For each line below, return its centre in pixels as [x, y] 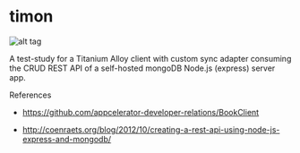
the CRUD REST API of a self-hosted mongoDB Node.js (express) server [142, 68]
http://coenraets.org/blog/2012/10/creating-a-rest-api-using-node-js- [151, 129]
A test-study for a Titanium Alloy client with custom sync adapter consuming [150, 58]
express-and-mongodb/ [67, 139]
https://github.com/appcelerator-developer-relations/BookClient [141, 112]
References [30, 95]
